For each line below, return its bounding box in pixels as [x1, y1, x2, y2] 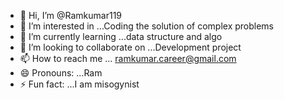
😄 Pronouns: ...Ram [19, 67, 103, 79]
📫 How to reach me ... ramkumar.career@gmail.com [19, 53, 237, 64]
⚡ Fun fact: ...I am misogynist [19, 78, 140, 90]
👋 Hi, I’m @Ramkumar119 [19, 10, 123, 21]
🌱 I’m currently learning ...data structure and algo [19, 31, 223, 42]
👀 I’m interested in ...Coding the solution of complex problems [19, 20, 275, 32]
